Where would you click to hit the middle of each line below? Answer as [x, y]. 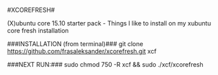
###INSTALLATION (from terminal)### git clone [75, 44]
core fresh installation [38, 31]
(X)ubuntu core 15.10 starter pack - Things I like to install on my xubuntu [109, 23]
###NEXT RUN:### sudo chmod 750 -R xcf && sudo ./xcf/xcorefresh [105, 64]
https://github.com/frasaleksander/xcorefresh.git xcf [82, 51]
